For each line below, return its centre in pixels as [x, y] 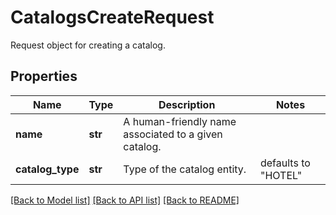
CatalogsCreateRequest [112, 17]
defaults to [285, 163]
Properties [44, 76]
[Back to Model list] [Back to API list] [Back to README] [125, 200]
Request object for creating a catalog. [88, 45]
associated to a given [173, 134]
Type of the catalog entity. [185, 169]
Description [187, 104]
